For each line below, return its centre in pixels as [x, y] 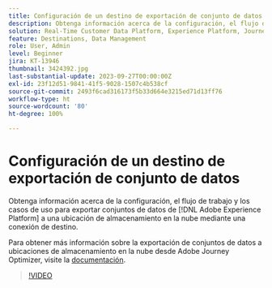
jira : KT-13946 [34, 62]
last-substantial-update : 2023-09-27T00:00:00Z [90, 76]
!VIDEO [40, 275]
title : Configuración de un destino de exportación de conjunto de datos [136, 16]
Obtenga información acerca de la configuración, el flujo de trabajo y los [129, 200]
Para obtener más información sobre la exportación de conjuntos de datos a [135, 242]
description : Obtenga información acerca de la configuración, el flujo [134, 24]
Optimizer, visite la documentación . [67, 260]
